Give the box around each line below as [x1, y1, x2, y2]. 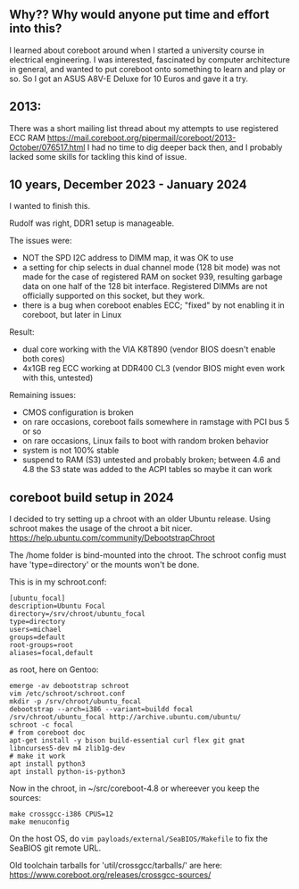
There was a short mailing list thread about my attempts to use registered [9, 122, 279, 133]
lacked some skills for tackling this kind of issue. [9, 151, 187, 162]
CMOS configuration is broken [21, 407, 134, 418]
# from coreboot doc [9, 728, 87, 737]
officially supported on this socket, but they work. [21, 290, 205, 302]
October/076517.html [9, 142, 86, 153]
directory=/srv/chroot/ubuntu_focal [9, 610, 145, 619]
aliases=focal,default [9, 649, 94, 658]
